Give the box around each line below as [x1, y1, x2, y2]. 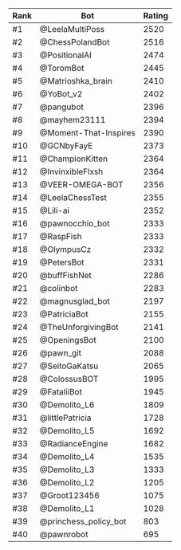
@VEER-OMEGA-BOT [39, 179, 124, 190]
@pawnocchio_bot [39, 218, 110, 229]
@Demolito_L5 [39, 426, 95, 436]
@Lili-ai [39, 205, 70, 216]
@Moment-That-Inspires [39, 128, 136, 138]
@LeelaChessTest [39, 192, 108, 202]
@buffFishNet [39, 270, 92, 281]
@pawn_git [39, 348, 82, 358]
